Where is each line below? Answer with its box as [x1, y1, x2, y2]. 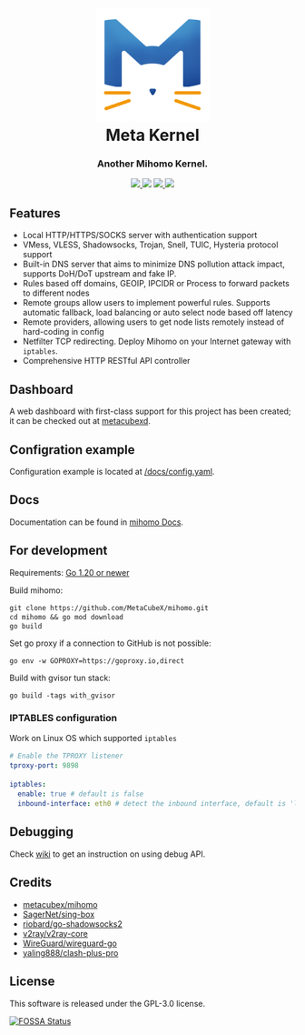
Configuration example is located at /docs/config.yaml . [9, 466, 215, 477]
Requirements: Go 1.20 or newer [9, 567, 130, 578]
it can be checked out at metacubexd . [9, 416, 152, 427]
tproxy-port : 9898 [9, 760, 79, 770]
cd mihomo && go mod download [9, 612, 124, 621]
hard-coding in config [22, 327, 104, 337]
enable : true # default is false [17, 789, 144, 799]
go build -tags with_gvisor [9, 690, 116, 700]
